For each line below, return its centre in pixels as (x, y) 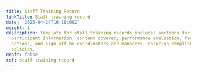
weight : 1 (18, 28)
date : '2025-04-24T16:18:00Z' (43, 22)
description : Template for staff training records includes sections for (98, 33)
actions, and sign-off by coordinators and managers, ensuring (90, 44)
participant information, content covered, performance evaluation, (97, 38)
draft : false (22, 55)
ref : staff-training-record (40, 60)
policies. (23, 49)
